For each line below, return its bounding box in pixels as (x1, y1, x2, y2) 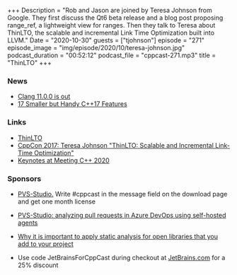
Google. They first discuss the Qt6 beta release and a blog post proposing (7, 13, 224, 22)
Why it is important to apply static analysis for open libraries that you (17, 232, 218, 240)
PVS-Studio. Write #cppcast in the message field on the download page (17, 189, 228, 198)
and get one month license (17, 197, 96, 206)
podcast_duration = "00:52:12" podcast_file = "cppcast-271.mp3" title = (7, 51, 216, 59)
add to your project (17, 240, 74, 248)
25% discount (17, 261, 59, 269)
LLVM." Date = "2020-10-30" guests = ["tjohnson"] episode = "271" (7, 36, 205, 45)
